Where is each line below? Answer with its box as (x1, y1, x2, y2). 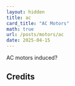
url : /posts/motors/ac (6, 32, 64, 38)
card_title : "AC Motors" (6, 20, 70, 26)
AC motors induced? (6, 54, 58, 61)
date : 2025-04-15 (6, 37, 51, 43)
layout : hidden (6, 9, 45, 15)
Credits (6, 71, 35, 82)
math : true (6, 26, 34, 32)
